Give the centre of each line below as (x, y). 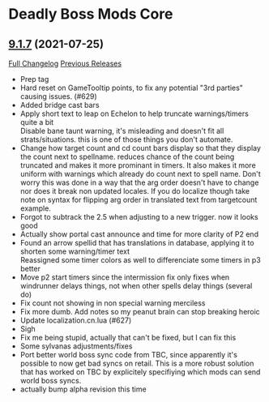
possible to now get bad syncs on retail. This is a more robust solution (137, 363)
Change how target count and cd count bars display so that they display (141, 148)
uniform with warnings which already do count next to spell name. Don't (140, 174)
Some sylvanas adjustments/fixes (76, 346)
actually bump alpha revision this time (83, 389)
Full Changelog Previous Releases (65, 63)
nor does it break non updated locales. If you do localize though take (134, 191)
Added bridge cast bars (60, 105)
